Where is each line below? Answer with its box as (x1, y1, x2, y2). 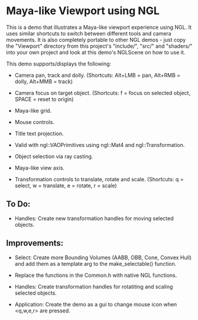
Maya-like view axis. (14, 164, 65, 171)
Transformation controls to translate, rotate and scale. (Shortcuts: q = (14, 175, 184, 182)
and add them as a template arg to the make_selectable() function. (14, 260, 177, 267)
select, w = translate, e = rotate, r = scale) (14, 182, 117, 189)
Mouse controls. (14, 118, 55, 125)
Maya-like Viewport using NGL (6, 4, 160, 18)
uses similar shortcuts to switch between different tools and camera (6, 30, 171, 37)
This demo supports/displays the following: (6, 60, 111, 67)
